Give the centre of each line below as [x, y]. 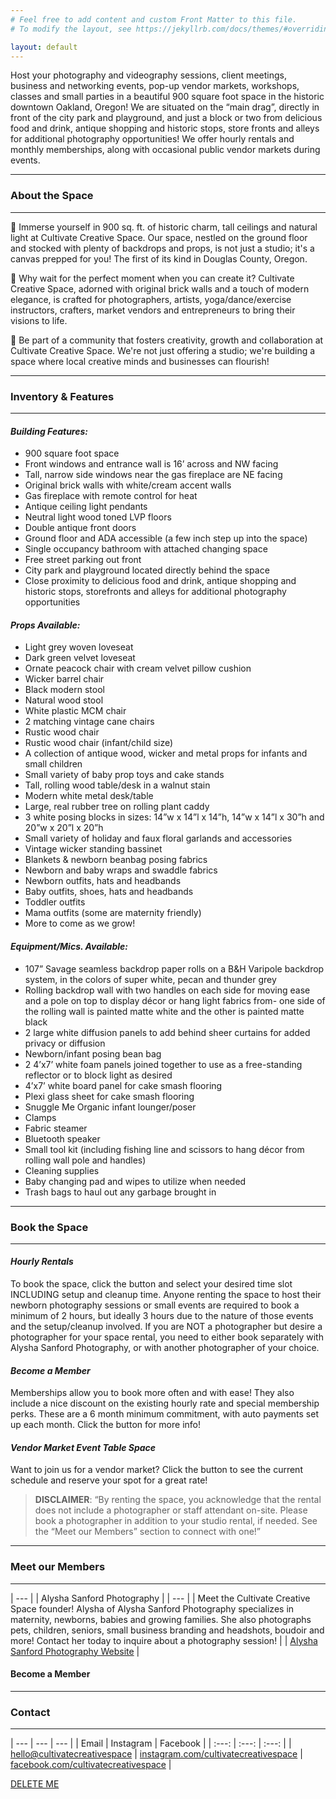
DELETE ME [35, 1784]
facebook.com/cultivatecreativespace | [91, 1765]
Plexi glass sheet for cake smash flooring [109, 1096]
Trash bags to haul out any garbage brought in [120, 1192]
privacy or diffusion [65, 1043]
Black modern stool [64, 690]
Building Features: [49, 431]
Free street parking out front [83, 560]
